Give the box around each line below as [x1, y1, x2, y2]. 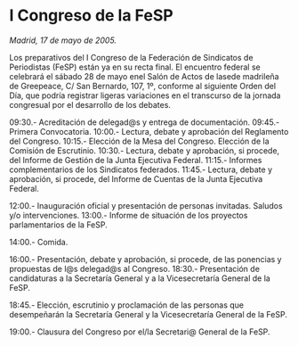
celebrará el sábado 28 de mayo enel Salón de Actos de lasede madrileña [9, 70, 279, 81]
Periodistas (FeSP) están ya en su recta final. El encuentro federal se [9, 62, 261, 72]
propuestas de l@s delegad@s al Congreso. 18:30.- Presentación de [9, 263, 261, 274]
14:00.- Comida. [9, 236, 68, 247]
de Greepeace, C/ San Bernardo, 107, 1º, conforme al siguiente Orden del [9, 80, 277, 91]
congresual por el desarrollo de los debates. [9, 99, 172, 110]
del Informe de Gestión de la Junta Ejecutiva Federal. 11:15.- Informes [9, 154, 262, 165]
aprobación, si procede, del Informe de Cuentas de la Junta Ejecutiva [9, 173, 263, 184]
